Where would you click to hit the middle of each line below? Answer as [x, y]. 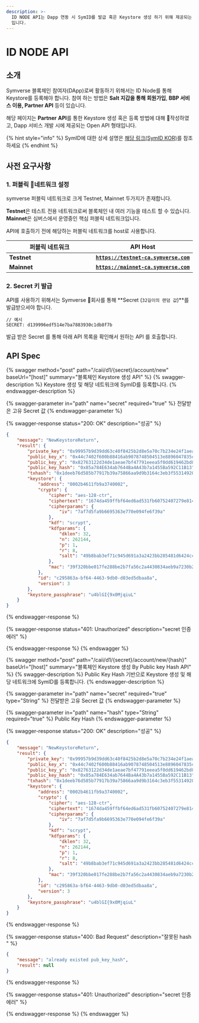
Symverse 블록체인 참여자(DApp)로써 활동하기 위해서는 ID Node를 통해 [89, 91]
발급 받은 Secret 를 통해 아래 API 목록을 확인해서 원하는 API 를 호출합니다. [92, 337]
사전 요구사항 [29, 166]
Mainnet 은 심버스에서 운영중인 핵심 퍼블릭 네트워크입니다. [73, 219]
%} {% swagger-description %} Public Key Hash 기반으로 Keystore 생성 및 [96, 674]
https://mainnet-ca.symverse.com [143, 267]
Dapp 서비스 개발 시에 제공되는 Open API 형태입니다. [75, 126]
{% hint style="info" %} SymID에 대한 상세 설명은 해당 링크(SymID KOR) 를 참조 [99, 138]
